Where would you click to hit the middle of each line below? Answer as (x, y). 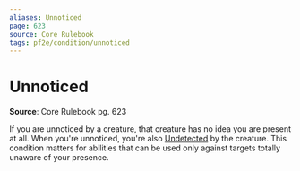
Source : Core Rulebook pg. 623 (68, 112)
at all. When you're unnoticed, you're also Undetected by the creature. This (148, 139)
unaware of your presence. (59, 158)
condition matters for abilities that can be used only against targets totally (145, 148)
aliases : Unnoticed (46, 17)
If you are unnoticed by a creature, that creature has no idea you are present (150, 129)
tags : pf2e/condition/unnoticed (69, 43)
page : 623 (28, 26)
